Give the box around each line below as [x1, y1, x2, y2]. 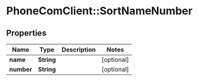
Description [61, 46, 96, 54]
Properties [6, 28, 47, 38]
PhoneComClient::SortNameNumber [6, 4, 193, 18]
